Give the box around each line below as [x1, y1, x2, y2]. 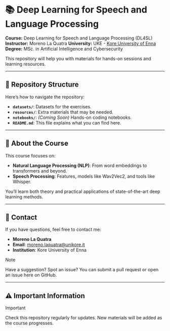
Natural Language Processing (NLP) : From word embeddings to [12, 162, 147, 169]
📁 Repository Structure [5, 80, 79, 89]
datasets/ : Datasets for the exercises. [12, 103, 92, 109]
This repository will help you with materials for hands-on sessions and [5, 55, 152, 61]
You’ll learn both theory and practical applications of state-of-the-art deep [5, 188, 160, 194]
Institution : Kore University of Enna [12, 247, 87, 253]
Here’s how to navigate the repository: [5, 94, 85, 100]
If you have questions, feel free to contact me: [5, 226, 101, 233]
